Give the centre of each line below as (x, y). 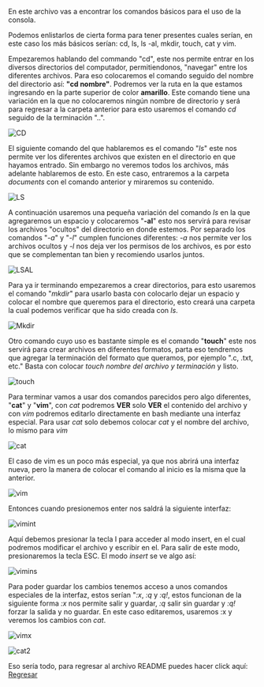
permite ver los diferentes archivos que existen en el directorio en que (122, 157)
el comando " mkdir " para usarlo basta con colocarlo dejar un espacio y (124, 293)
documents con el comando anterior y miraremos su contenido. (111, 182)
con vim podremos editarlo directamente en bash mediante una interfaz (125, 413)
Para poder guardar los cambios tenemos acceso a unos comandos (118, 587)
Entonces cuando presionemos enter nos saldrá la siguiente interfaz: (120, 508)
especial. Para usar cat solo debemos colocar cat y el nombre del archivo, (129, 422)
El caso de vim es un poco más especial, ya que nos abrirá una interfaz (124, 461)
